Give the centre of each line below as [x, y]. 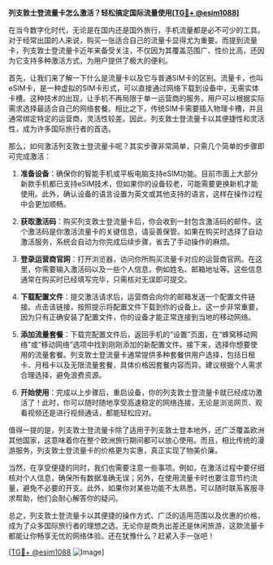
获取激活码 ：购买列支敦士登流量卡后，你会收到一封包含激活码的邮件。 [138, 221]
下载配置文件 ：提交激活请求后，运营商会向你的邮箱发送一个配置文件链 [138, 297]
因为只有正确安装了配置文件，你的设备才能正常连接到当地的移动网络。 [138, 317]
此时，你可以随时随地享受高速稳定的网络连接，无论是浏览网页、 [149, 403]
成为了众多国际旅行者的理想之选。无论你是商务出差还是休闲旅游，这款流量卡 [136, 526]
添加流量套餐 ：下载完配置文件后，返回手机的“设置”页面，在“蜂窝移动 [135, 334]
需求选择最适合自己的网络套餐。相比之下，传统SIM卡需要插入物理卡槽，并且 [136, 108]
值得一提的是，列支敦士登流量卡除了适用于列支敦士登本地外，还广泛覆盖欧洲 [136, 430]
